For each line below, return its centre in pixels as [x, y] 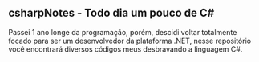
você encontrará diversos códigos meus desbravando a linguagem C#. [125, 49]
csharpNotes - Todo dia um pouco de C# [111, 13]
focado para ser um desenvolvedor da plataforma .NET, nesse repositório [129, 41]
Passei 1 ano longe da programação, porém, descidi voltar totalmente [123, 32]
